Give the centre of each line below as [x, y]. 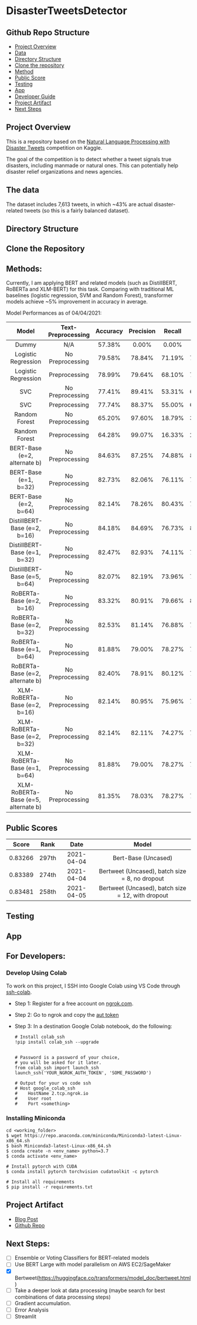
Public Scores [32, 828]
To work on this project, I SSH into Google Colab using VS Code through [93, 986]
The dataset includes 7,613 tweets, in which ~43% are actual [79, 204]
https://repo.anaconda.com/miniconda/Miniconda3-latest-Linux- [103, 1135]
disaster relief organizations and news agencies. [64, 171]
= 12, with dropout [142, 895]
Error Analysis [31, 1310]
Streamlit [26, 1316]
